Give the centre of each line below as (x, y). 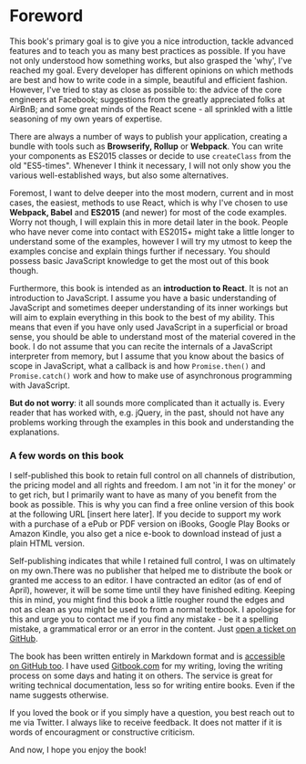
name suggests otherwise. (59, 696)
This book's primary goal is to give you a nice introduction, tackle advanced (152, 41)
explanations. (35, 432)
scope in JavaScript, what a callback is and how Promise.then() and (138, 365)
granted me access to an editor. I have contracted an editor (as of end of (146, 581)
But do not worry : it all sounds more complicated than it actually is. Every (147, 403)
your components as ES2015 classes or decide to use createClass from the (150, 155)
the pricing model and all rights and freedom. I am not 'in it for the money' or (153, 486)
